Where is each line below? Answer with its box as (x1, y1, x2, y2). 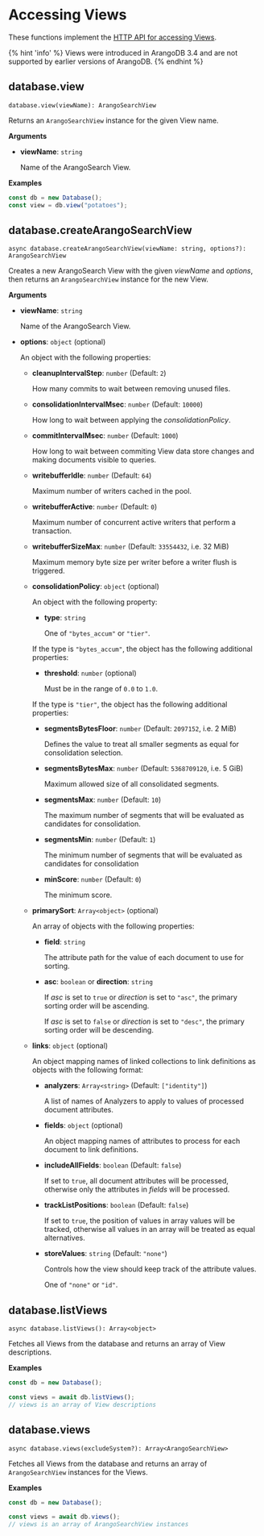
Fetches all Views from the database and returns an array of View (8, 1339, 226, 1349)
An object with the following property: (31, 597, 158, 607)
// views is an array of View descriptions (8, 1400, 157, 1409)
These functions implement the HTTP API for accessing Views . (8, 32, 217, 42)
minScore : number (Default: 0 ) (43, 874, 142, 884)
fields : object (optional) (43, 1121, 123, 1130)
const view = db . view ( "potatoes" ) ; (8, 201, 128, 209)
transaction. (31, 526, 72, 536)
